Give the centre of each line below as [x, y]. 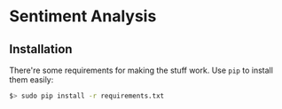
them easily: [31, 80]
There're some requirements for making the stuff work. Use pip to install [141, 70]
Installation [41, 49]
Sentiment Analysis [83, 16]
